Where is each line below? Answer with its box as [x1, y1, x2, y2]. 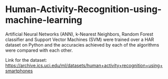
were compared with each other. [5, 47, 73, 53]
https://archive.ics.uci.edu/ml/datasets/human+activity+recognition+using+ [5, 62, 163, 68]
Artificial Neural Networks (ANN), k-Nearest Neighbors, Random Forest [5, 31, 153, 37]
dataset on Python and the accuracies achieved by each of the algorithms [5, 42, 159, 48]
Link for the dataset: [5, 57, 47, 63]
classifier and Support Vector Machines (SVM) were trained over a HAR [5, 36, 154, 43]
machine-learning [5, 14, 82, 26]
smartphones [5, 67, 33, 74]
